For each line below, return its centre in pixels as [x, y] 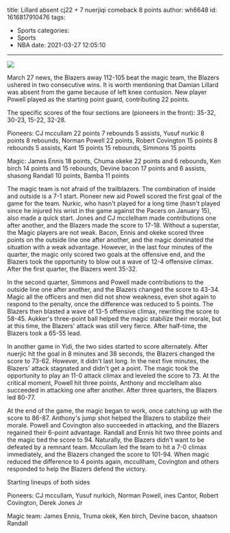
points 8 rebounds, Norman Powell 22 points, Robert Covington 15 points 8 [112, 140]
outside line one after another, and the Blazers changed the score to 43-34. [114, 289]
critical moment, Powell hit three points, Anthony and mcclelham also [104, 383]
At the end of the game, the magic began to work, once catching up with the [115, 411]
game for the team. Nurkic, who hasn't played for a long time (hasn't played [114, 203]
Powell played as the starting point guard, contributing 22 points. [98, 99]
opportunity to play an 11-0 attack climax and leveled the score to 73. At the [113, 375]
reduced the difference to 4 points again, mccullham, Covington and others [113, 461]
